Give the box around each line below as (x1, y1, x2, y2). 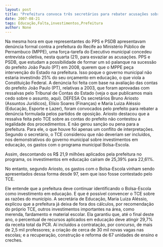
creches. (5, 237, 23, 243)
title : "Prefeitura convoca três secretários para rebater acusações (5, 12, 149, 17)
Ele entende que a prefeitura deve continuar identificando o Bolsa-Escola (5, 186, 151, 192)
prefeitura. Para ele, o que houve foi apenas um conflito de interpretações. (5, 126, 154, 132)
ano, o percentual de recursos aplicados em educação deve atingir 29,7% (5, 217, 153, 223)
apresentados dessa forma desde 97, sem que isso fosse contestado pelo (5, 171, 153, 177)
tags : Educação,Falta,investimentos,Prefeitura (5, 20, 103, 26)
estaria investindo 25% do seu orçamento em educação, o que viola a (5, 75, 145, 81)
